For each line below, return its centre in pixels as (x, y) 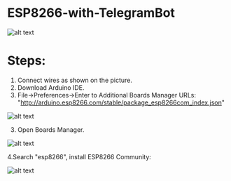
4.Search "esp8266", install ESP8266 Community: (79, 156)
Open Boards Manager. (51, 129)
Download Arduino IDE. (51, 87)
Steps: (27, 61)
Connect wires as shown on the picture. (75, 80)
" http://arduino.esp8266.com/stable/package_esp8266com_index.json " (121, 102)
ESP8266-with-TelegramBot (91, 13)
